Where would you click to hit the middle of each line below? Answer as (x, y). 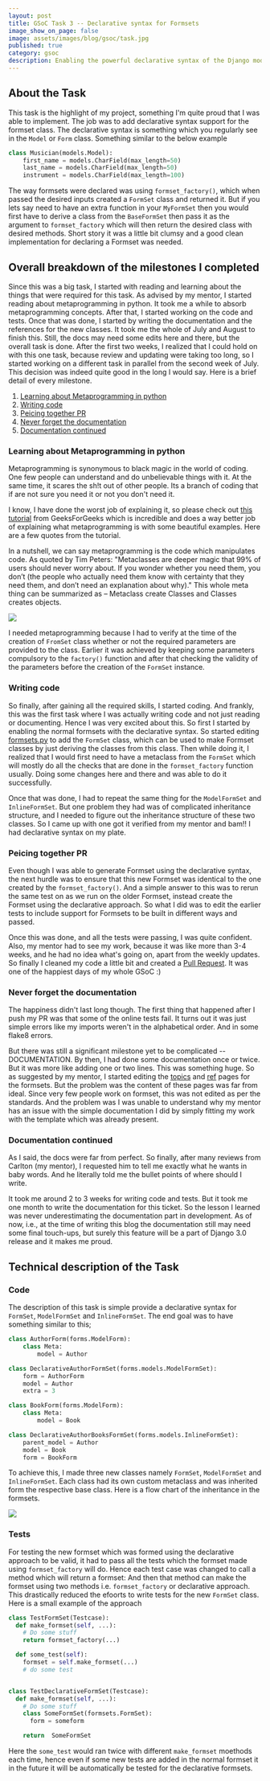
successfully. (30, 782)
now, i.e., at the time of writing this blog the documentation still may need (130, 1225)
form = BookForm (50, 1457)
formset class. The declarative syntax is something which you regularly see (133, 129)
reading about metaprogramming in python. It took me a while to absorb (127, 304)
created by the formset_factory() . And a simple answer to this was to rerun (133, 887)
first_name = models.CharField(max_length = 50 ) (102, 160)
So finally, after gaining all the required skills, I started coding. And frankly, (131, 705)
